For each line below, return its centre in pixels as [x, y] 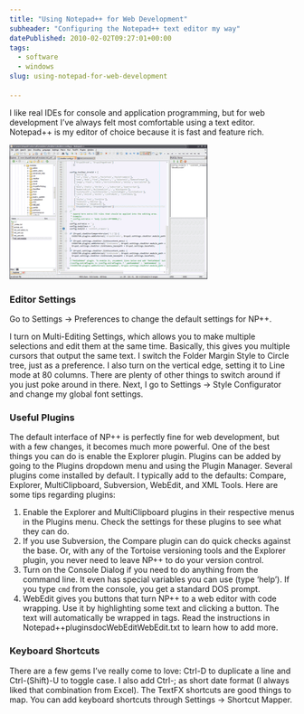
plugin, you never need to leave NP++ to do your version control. [143, 560]
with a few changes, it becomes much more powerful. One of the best [140, 446]
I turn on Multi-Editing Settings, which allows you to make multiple [133, 337]
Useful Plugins [42, 418]
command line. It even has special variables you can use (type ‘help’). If [156, 579]
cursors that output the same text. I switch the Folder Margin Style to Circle [149, 356]
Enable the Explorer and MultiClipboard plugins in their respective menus [158, 512]
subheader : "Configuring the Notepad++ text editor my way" [125, 28]
